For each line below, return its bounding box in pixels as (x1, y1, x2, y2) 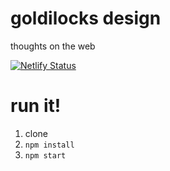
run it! (10, 95, 62, 117)
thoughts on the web (10, 40, 96, 52)
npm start (24, 150, 67, 161)
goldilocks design (10, 7, 162, 30)
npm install (24, 140, 75, 150)
